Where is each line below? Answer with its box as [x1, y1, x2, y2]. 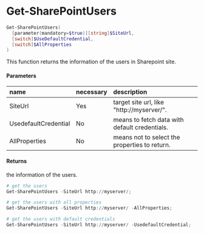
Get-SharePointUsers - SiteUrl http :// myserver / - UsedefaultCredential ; [6, 222, 191, 228]
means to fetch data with [113, 115, 184, 124]
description [113, 87, 148, 96]
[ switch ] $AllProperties [12, 41, 72, 48]
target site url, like [113, 97, 165, 106]
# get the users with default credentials [6, 216, 115, 222]
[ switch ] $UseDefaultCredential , [12, 35, 94, 42]
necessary [75, 87, 107, 96]
